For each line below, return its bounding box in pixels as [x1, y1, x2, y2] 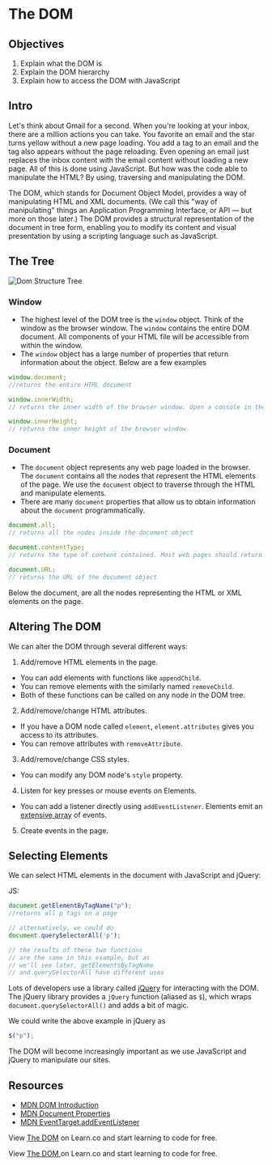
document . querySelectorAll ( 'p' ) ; [8, 931, 121, 939]
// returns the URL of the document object [8, 572, 158, 581]
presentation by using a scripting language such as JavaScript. [8, 231, 219, 240]
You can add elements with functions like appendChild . [19, 673, 202, 683]
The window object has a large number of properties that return [19, 349, 229, 359]
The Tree [8, 254, 55, 268]
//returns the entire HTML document [8, 381, 132, 389]
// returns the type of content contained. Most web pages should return [8, 551, 263, 560]
